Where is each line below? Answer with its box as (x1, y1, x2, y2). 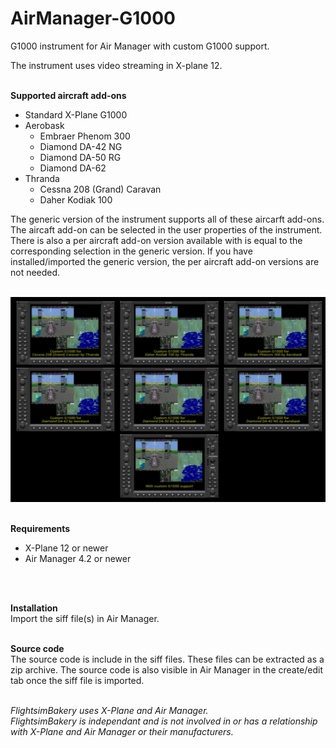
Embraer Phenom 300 (39, 130, 131, 142)
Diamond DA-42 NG (39, 140, 123, 152)
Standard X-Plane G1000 (24, 108, 128, 121)
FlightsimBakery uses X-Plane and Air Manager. (10, 704, 209, 716)
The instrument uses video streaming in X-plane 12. (10, 59, 223, 71)
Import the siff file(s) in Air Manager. (10, 612, 160, 624)
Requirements (10, 522, 71, 534)
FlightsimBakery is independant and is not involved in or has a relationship (10, 715, 318, 727)
